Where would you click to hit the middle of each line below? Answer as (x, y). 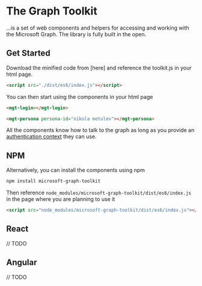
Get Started (28, 53)
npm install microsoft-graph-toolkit (54, 181)
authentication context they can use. (51, 136)
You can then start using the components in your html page (80, 97)
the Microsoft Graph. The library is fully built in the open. (76, 34)
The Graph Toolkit (52, 11)
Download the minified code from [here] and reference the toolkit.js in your (99, 68)
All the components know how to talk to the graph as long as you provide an (100, 130)
